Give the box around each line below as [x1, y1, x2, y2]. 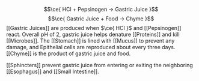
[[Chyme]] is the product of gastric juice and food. [6, 50, 131, 57]
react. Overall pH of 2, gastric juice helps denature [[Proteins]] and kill [6, 31, 180, 38]
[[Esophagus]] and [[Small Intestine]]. [6, 68, 99, 75]
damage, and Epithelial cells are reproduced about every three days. [6, 44, 176, 50]
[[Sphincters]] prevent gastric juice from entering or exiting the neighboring [6, 62, 194, 68]
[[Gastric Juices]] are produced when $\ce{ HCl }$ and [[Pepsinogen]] [6, 25, 182, 31]
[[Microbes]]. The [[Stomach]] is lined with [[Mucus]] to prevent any [6, 37, 175, 44]
